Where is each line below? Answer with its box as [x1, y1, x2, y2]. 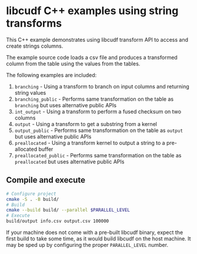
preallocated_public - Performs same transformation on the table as [14, 151, 182, 159]
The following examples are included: [6, 71, 97, 78]
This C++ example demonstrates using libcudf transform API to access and [6, 36, 189, 43]
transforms [6, 17, 62, 30]
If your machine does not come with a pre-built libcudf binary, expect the [6, 229, 183, 236]
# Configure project [6, 190, 57, 197]
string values [14, 89, 46, 96]
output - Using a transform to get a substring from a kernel [14, 120, 158, 127]
